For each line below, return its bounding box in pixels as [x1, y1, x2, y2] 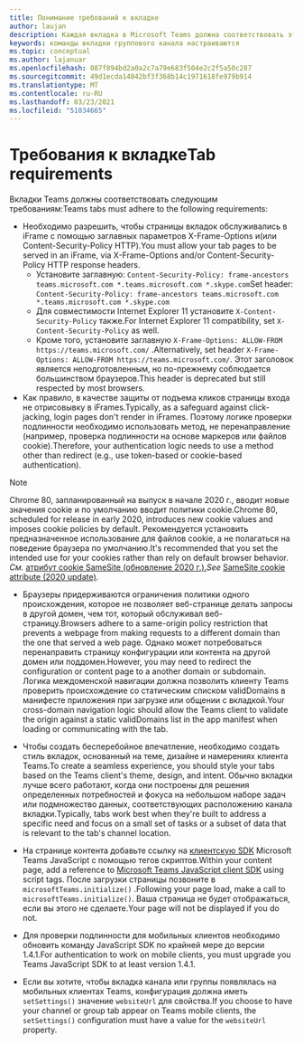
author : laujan [9, 22, 67, 31]
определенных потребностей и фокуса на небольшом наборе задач [22, 789, 286, 801]
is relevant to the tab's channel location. [22, 828, 171, 839]
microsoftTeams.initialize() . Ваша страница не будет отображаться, [22, 893, 290, 905]
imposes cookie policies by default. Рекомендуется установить [9, 524, 249, 535]
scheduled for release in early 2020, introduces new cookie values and [9, 514, 273, 525]
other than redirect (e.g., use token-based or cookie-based [22, 450, 243, 461]
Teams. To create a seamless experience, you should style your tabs [22, 761, 275, 772]
